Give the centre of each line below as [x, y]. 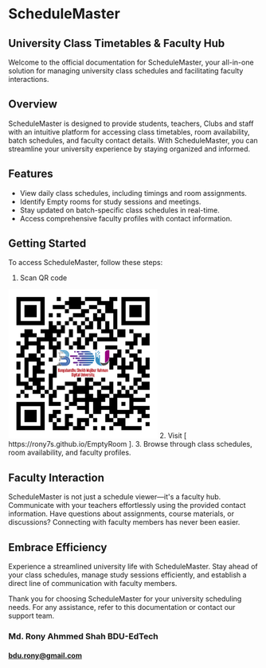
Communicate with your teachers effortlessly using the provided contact [127, 506]
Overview [33, 104]
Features [31, 174]
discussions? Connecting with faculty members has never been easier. [124, 522]
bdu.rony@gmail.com [45, 655]
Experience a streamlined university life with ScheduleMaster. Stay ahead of [133, 567]
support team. [31, 616]
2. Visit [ [173, 436]
